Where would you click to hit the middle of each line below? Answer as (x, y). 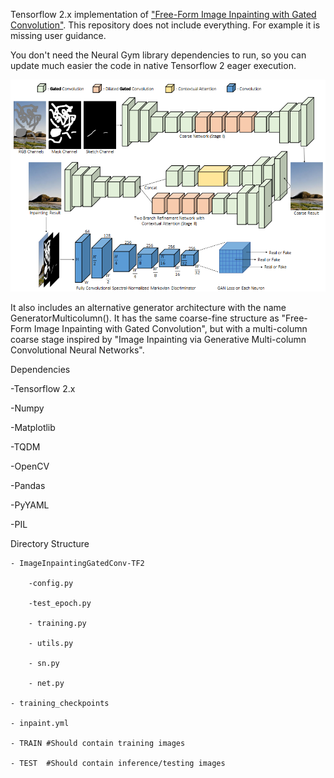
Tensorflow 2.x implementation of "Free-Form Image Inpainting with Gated (163, 14)
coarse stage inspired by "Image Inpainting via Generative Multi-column (158, 340)
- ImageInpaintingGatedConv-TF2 (77, 564)
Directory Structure (50, 544)
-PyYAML (30, 505)
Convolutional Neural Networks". (77, 350)
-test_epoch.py (60, 604)
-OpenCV (30, 466)
